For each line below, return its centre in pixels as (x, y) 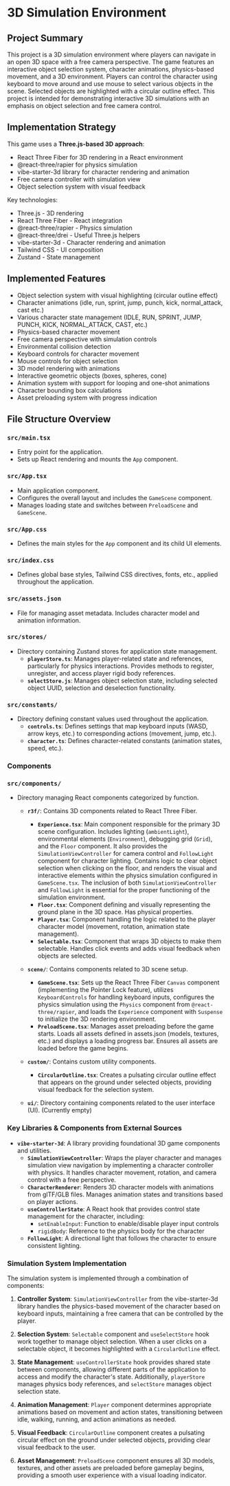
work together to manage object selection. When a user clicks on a (112, 1341)
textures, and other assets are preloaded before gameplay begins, (111, 1467)
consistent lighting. (54, 1245)
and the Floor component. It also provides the (103, 846)
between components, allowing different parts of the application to (111, 1369)
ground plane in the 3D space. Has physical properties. (115, 912)
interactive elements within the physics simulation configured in (128, 876)
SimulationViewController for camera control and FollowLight (126, 854)
